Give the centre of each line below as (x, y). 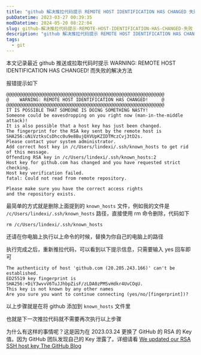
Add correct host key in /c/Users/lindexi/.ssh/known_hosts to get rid (97, 147)
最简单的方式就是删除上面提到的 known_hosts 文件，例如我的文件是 (88, 206)
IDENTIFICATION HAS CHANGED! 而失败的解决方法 (69, 70)
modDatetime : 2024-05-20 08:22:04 (49, 23)
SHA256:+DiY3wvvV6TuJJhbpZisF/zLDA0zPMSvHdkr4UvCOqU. (75, 284)
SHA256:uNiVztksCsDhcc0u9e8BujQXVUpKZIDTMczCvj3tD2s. (75, 136)
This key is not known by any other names (60, 289)
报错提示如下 (22, 83)
